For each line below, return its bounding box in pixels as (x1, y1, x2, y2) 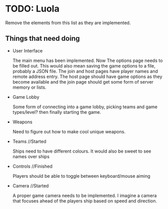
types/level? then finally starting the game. (12, 109, 101, 115)
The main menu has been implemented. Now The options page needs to (12, 57, 163, 63)
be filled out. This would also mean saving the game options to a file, (12, 62, 155, 68)
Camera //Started (12, 182, 49, 189)
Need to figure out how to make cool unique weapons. (12, 128, 126, 134)
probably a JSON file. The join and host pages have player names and (12, 68, 158, 74)
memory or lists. (12, 84, 46, 90)
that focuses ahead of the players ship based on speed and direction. (12, 197, 157, 204)
